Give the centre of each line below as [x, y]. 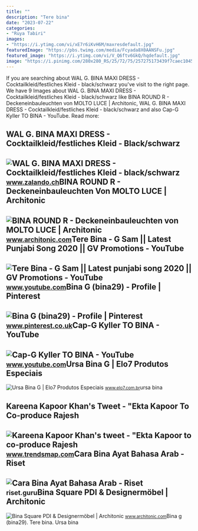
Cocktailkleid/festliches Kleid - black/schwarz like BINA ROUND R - [88, 97]
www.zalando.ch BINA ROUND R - [63, 182]
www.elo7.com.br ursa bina [134, 387]
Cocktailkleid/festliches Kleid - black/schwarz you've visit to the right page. [98, 84]
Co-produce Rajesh [43, 415]
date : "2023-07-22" [30, 22]
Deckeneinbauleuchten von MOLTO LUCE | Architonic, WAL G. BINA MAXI [96, 103]
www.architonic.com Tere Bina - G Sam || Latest [89, 239]
